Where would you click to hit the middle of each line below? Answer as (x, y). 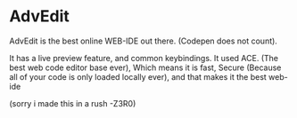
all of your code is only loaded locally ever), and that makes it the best (138, 76)
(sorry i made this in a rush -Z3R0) (73, 103)
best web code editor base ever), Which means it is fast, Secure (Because (145, 67)
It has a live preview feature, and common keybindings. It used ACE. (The (144, 58)
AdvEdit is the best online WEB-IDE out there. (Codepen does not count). (144, 41)
